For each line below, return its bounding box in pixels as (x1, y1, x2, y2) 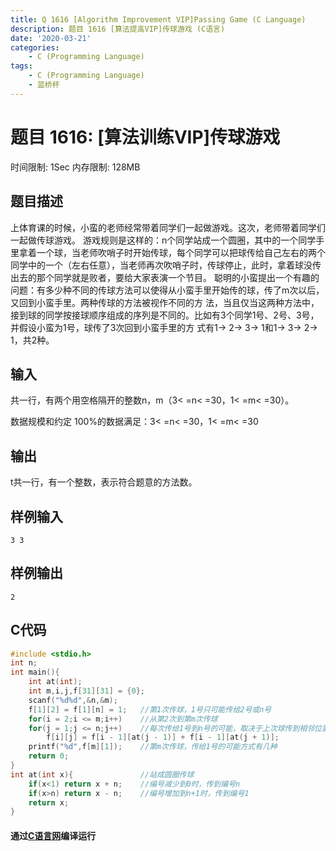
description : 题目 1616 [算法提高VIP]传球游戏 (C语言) (10, 24, 226, 34)
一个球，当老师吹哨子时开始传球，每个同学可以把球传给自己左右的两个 (36, 246, 326, 258)
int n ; (10, 658, 38, 668)
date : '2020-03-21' (10, 33, 92, 43)
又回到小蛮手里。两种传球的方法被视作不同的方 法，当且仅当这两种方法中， (10, 296, 320, 308)
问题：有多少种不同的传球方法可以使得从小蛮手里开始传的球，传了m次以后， (10, 284, 325, 296)
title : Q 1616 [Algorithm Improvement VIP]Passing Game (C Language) (10, 14, 307, 25)
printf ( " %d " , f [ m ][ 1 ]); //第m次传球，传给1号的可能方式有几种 (28, 742, 278, 752)
